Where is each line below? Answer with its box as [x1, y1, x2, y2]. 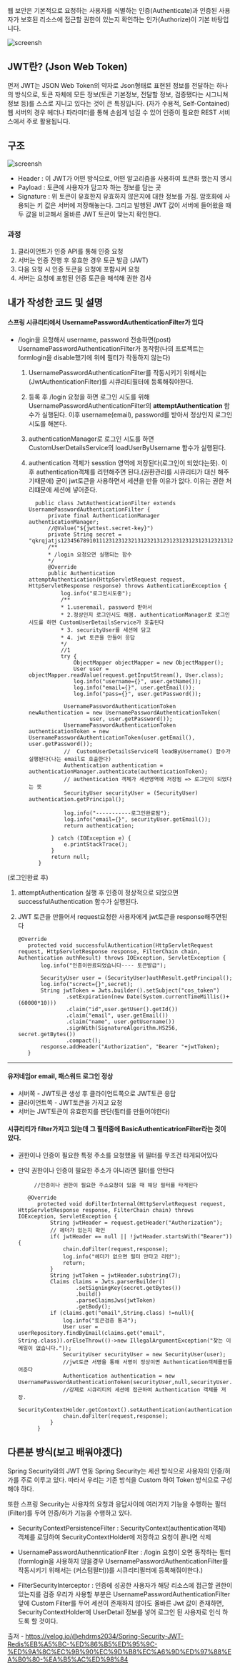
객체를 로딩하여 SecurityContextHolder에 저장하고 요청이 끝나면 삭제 [17, 1532, 211, 1541]
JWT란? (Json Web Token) [7, 61, 128, 73]
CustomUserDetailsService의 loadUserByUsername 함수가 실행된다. [28, 443, 226, 452]
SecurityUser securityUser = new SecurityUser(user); [63, 1351, 226, 1358]
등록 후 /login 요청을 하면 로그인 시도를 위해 [28, 392, 150, 401]
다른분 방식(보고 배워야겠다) [7, 1446, 123, 1458]
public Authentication [47, 570, 116, 577]
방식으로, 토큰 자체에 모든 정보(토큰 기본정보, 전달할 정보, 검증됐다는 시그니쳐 [14, 90, 229, 99]
